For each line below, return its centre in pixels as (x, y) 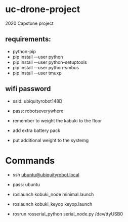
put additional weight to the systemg (51, 140)
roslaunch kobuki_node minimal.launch (53, 194)
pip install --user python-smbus (46, 67)
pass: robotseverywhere (38, 111)
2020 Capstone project (30, 23)
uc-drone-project (43, 9)
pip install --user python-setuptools (50, 62)
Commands (30, 161)
